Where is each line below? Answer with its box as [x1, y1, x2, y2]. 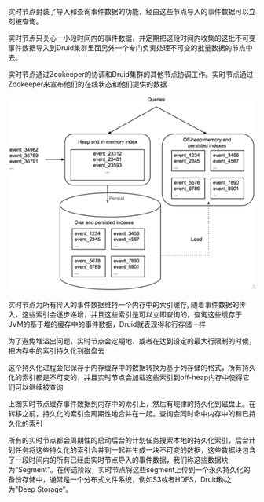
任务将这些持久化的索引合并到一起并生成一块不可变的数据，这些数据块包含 [14, 445, 256, 455]
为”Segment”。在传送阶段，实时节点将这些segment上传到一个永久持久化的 [8, 465, 251, 475]
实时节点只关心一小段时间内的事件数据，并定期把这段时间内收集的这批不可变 [8, 34, 256, 42]
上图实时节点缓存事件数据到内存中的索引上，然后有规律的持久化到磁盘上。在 [8, 399, 256, 409]
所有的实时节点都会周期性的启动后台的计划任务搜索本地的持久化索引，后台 [8, 435, 249, 445]
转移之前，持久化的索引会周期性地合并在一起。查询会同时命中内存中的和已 [8, 409, 249, 419]
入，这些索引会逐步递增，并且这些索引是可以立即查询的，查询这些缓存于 [8, 310, 242, 320]
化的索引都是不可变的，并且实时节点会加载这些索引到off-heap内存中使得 [8, 372, 244, 383]
